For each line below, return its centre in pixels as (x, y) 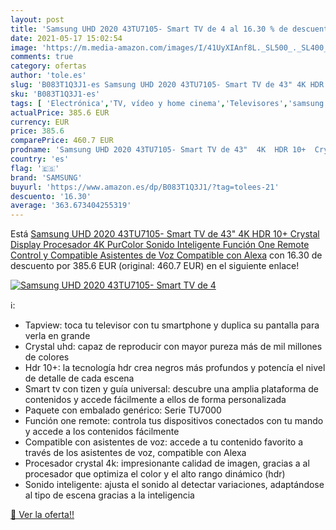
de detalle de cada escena (79, 378)
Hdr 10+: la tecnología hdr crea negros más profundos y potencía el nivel (175, 368)
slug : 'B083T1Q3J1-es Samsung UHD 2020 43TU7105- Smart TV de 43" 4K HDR (167, 85)
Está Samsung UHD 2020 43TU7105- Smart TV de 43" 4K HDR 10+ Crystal (165, 234)
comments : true (42, 57)
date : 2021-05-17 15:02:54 (66, 38)
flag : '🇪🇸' (35, 168)
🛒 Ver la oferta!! (42, 515)
